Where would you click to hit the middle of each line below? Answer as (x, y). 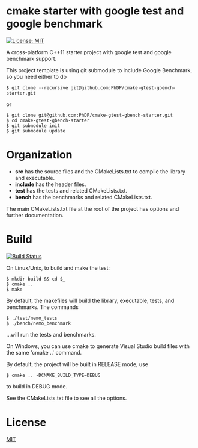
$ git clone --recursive (37, 88)
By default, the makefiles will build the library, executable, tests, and (90, 300)
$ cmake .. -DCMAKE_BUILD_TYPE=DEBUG (53, 375)
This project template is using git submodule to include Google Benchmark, (99, 70)
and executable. (35, 178)
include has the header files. (50, 184)
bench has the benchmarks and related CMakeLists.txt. (84, 197)
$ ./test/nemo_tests (32, 318)
